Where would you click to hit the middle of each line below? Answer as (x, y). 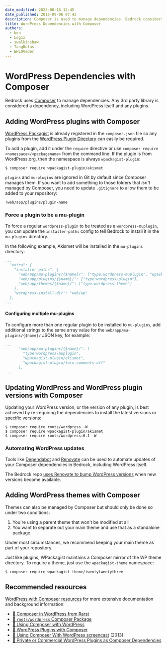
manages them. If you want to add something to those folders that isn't (78, 183)
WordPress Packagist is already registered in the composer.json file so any (81, 134)
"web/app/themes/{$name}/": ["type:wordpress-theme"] (75, 284)
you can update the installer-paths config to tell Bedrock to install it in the (82, 231)
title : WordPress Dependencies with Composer (53, 24)
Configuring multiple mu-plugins (40, 313)
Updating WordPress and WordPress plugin (74, 388)
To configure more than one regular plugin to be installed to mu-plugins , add (83, 324)
